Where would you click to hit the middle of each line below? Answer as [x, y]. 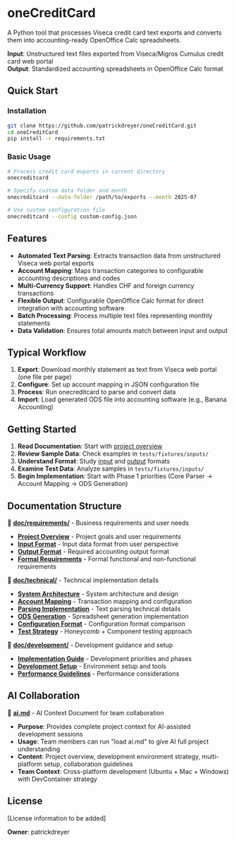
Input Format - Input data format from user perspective [98, 544]
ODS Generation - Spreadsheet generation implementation [103, 617]
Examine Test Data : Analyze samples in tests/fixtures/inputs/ [111, 469]
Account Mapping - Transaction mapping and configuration [105, 602]
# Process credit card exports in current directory [86, 171]
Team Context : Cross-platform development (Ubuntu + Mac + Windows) [123, 771]
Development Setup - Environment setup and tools [92, 666]
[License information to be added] [57, 818]
